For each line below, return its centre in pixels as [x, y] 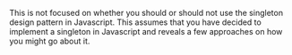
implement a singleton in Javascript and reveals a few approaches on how [146, 31]
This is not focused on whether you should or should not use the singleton [146, 13]
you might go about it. [50, 41]
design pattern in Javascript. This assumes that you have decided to [135, 22]
